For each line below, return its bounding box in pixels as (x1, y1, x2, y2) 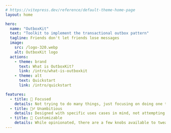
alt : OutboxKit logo (14, 49, 58, 55)
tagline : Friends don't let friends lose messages (10, 36, 120, 41)
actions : (10, 54, 28, 59)
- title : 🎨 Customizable (10, 115, 63, 121)
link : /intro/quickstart (18, 83, 72, 88)
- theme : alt (14, 73, 42, 79)
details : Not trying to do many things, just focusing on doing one (14, 101, 163, 107)
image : (10, 40, 24, 46)
